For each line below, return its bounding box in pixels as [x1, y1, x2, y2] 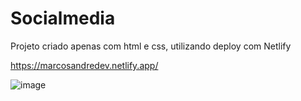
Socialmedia [10, 7, 116, 30]
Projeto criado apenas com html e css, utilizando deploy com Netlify [10, 40, 292, 52]
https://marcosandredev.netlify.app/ [10, 59, 159, 71]
